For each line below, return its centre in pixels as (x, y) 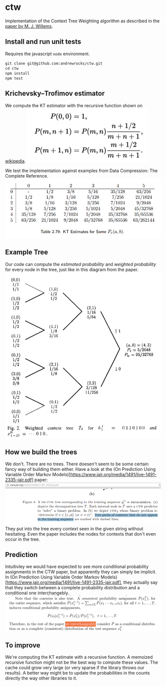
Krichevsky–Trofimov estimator (55, 94)
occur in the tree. (23, 539)
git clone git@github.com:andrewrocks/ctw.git (54, 63)
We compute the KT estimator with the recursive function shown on (74, 105)
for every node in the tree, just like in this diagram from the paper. (72, 269)
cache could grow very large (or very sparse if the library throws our (75, 668)
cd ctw (12, 68)
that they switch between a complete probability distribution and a (72, 588)
